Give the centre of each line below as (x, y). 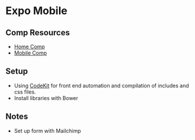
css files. (25, 92)
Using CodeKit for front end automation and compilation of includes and (101, 85)
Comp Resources (38, 33)
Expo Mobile (37, 11)
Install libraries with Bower (46, 98)
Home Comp (29, 46)
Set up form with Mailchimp (47, 131)
